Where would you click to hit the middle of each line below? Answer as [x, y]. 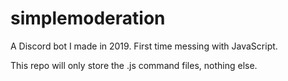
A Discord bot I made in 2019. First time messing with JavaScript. [144, 46]
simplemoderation [88, 18]
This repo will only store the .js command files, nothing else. [134, 65]
